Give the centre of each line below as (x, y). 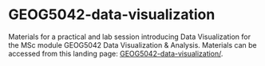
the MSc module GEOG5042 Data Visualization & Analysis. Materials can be (132, 45)
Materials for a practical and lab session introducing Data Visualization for (130, 37)
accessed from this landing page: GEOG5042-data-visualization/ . (116, 53)
